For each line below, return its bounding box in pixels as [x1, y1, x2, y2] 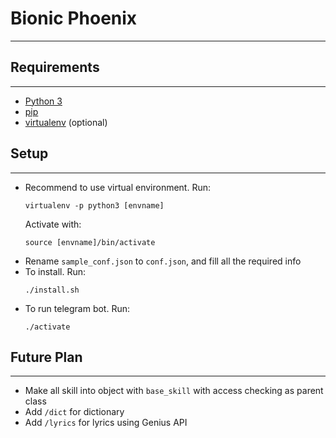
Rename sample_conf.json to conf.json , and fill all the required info [24, 255, 302, 267]
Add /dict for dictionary [24, 406, 125, 418]
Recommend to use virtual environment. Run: [24, 181, 211, 193]
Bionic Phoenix [10, 7, 138, 30]
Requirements [10, 59, 100, 76]
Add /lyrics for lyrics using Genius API [24, 417, 188, 429]
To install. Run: [24, 265, 86, 277]
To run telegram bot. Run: [24, 302, 131, 314]
